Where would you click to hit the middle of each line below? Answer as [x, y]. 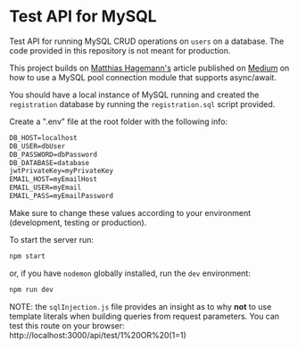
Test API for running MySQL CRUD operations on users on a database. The [147, 41]
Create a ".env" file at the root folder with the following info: [119, 121]
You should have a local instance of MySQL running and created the [134, 95]
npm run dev [31, 289]
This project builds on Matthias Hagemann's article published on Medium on [149, 68]
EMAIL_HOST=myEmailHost [54, 179]
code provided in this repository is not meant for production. [120, 50]
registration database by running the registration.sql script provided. [142, 104]
